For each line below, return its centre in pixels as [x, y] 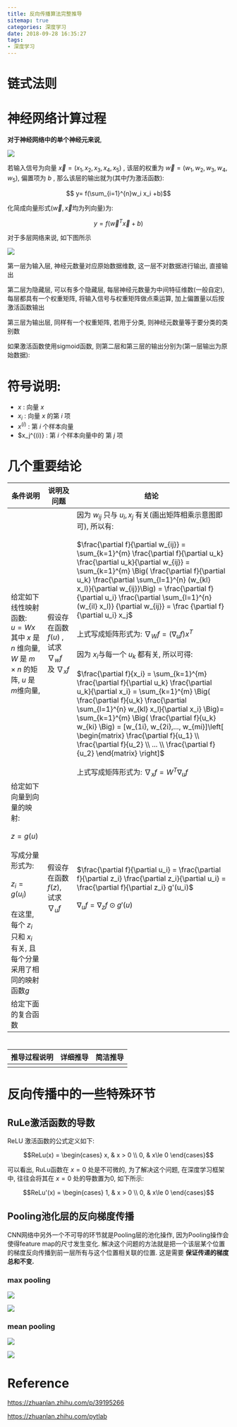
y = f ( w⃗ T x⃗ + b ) [119, 222]
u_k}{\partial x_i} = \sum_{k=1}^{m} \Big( [144, 691]
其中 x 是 [25, 638]
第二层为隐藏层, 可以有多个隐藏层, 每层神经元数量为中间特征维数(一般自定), [116, 289]
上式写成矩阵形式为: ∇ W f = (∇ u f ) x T [135, 634]
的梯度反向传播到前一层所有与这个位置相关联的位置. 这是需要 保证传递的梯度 [118, 1252]
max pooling [29, 1280]
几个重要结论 [45, 466]
